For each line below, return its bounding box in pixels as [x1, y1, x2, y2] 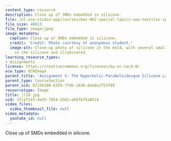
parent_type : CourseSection [5, 78, 65, 83]
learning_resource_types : [5, 54, 60, 60]
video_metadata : [5, 111, 40, 117]
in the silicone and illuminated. [14, 50, 88, 55]
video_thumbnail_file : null [10, 107, 70, 112]
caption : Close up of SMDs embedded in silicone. [10, 36, 117, 41]
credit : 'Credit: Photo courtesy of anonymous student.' [10, 41, 133, 46]
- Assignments [5, 59, 36, 64]
